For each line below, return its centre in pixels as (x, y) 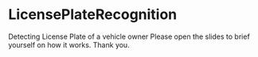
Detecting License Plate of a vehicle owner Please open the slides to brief (129, 36)
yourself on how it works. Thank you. (69, 44)
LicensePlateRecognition (93, 15)
